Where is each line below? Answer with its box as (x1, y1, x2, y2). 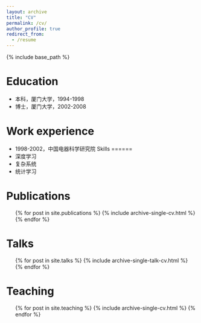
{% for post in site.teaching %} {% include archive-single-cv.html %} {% (14, 304, 196, 312)
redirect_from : (6, 31, 45, 37)
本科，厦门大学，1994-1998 (14, 95, 85, 103)
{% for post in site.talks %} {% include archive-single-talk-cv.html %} (14, 257, 188, 264)
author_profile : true (6, 25, 61, 32)
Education (6, 75, 59, 88)
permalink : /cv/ (6, 20, 47, 26)
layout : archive (6, 8, 47, 15)
